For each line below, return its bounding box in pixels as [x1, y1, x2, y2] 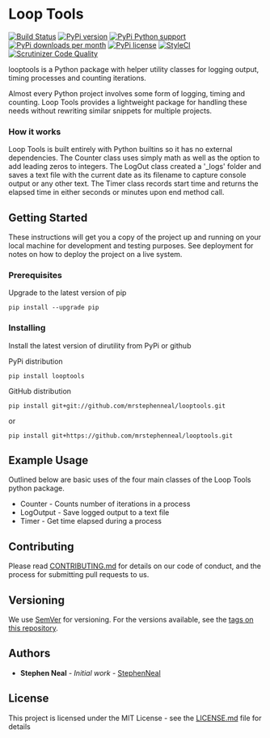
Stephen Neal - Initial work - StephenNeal [19, 668, 162, 677]
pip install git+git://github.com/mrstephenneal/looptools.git [8, 402, 226, 410]
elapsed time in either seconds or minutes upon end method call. [8, 188, 225, 197]
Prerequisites [8, 269, 62, 280]
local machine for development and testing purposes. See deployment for [8, 241, 254, 251]
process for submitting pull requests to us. [8, 570, 150, 580]
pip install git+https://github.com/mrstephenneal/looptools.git [8, 432, 233, 440]
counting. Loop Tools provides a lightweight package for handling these [8, 97, 248, 107]
